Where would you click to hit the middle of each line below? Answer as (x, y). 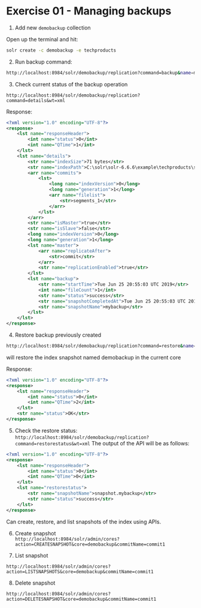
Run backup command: (43, 62)
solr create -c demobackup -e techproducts (61, 50)
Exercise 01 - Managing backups (89, 11)
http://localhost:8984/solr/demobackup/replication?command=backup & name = (100, 73)
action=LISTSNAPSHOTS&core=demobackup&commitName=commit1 (80, 571)
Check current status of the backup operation (71, 84)
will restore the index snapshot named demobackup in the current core (94, 357)
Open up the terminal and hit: (42, 39)
